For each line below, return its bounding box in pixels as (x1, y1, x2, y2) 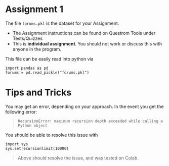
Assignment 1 (5, 4, 64, 15)
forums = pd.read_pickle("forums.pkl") (5, 70, 90, 75)
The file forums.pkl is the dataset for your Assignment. (5, 20, 119, 26)
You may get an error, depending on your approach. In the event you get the (5, 103, 164, 109)
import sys (5, 141, 28, 147)
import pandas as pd (5, 66, 49, 71)
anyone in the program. (12, 46, 62, 52)
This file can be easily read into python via (5, 56, 94, 62)
